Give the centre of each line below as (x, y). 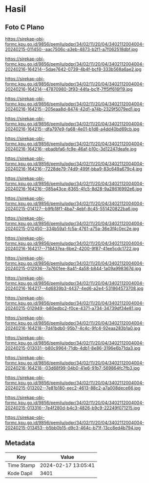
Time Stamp (21, 465)
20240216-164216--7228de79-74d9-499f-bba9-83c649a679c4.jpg (74, 169)
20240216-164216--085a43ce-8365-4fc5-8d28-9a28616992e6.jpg (74, 189)
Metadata (20, 443)
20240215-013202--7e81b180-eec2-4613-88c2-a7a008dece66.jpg (73, 388)
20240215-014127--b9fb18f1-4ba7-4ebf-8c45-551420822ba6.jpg (72, 209)
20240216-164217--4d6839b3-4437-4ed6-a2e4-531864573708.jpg (74, 288)
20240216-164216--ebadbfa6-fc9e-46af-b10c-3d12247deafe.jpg (71, 149)
